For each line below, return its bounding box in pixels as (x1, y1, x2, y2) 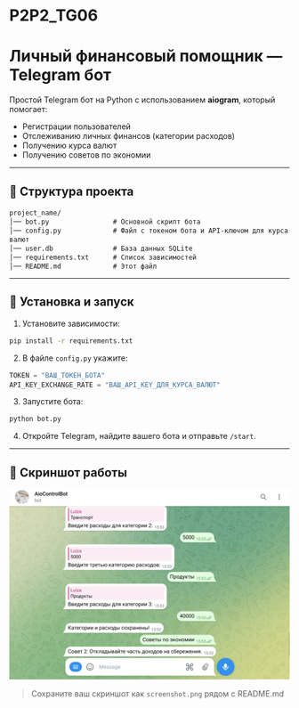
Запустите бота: (21, 396, 84, 407)
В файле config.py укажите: (21, 353, 128, 363)
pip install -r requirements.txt (9, 336, 133, 346)
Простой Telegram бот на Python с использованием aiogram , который (9, 94, 276, 105)
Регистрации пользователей (21, 121, 132, 132)
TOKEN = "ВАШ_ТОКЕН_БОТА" (9, 370, 105, 379)
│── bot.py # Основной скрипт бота (9, 217, 201, 226)
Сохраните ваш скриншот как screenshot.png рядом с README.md (30, 688, 285, 699)
